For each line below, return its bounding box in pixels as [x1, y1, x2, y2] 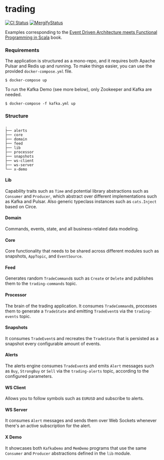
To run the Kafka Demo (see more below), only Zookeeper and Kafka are [5, 86, 152, 92]
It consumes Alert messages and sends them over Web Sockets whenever [5, 418, 157, 424]
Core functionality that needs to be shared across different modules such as [5, 248, 159, 254]
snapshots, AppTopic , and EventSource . [5, 253, 83, 259]
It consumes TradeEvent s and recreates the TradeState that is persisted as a [5, 335, 159, 341]
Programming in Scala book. [5, 34, 62, 40]
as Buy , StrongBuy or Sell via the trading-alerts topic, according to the [5, 368, 149, 374]
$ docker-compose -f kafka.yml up [5, 101, 76, 106]
